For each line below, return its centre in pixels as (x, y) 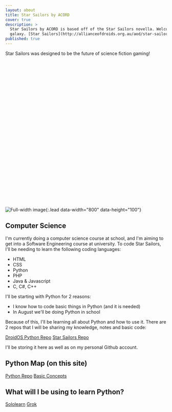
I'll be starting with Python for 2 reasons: (48, 296)
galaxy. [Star (25, 34)
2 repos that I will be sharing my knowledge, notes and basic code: (76, 327)
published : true (23, 39)
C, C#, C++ (25, 286)
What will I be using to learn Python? (65, 392)
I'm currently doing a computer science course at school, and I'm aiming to (84, 238)
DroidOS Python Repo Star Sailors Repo (47, 337)
